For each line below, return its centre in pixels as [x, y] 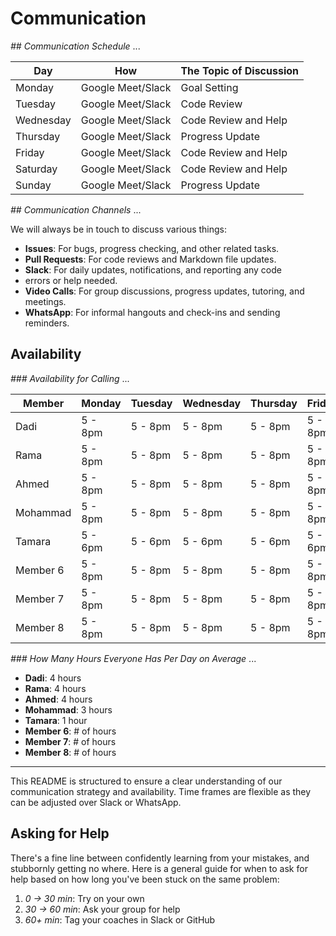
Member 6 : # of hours [70, 731]
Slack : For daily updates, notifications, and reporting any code [153, 269]
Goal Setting [209, 87]
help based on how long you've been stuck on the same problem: [145, 879]
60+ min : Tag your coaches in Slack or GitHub [120, 919]
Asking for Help [60, 833]
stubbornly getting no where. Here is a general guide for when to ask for [159, 868]
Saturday [36, 169]
